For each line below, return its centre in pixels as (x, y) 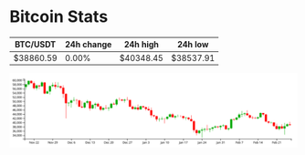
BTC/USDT (36, 45)
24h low (193, 45)
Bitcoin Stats (59, 17)
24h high (142, 45)
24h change (89, 45)
